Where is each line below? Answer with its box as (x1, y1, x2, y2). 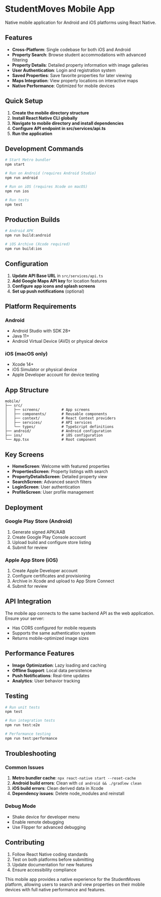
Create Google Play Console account (12, 534, 86, 540)
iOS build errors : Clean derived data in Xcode (12, 785, 104, 791)
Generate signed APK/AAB (12, 529, 65, 535)
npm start (5, 162, 25, 167)
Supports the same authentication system (12, 630, 96, 636)
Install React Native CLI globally (12, 115, 78, 121)
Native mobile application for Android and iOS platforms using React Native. (5, 19, 157, 25)
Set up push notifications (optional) (12, 288, 85, 294)
